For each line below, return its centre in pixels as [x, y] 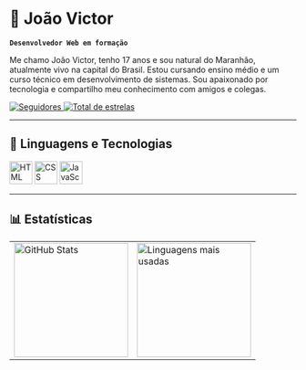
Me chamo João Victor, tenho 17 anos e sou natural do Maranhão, [133, 59]
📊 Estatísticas [51, 220]
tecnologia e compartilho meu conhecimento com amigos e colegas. [138, 89]
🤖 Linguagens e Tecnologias [91, 144]
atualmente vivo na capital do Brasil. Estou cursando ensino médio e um [144, 69]
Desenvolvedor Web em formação [69, 43]
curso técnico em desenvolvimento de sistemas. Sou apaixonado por [139, 79]
